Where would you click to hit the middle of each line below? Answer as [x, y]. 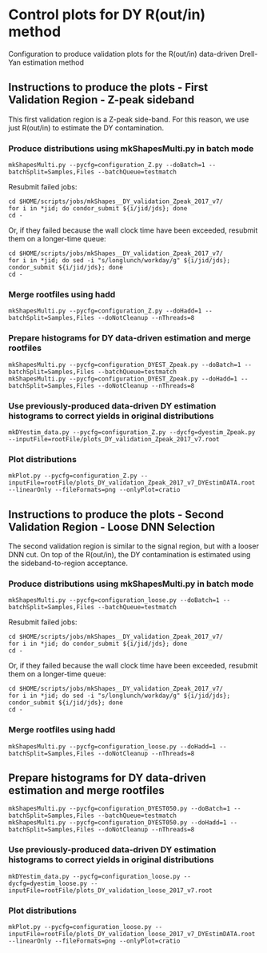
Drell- [249, 54]
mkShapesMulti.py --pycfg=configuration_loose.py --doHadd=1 [112, 746]
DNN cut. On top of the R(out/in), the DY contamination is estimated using [130, 555]
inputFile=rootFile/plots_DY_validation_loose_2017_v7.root [111, 890]
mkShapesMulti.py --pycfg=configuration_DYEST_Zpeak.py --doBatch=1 [125, 365]
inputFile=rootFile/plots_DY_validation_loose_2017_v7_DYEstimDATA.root [132, 934]
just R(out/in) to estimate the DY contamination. [86, 128]
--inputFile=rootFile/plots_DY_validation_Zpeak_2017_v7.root [114, 439]
